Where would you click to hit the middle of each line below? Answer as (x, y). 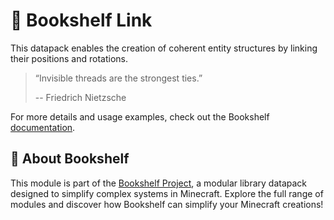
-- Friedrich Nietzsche (80, 97)
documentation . (43, 127)
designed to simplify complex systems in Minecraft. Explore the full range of (167, 193)
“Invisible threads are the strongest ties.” (118, 78)
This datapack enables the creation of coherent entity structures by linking (164, 48)
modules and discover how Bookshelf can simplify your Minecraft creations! (167, 204)
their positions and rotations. (69, 58)
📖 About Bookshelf (70, 159)
